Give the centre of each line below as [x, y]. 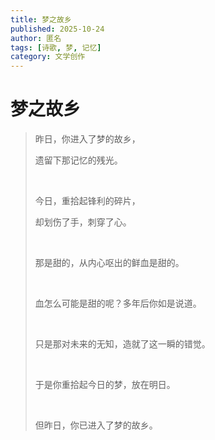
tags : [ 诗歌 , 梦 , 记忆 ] [56, 47]
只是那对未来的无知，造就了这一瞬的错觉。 [122, 344]
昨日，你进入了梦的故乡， [87, 139]
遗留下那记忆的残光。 [78, 160]
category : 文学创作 [48, 57]
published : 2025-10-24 [57, 29]
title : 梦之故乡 [41, 19]
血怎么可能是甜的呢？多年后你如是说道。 [118, 303]
